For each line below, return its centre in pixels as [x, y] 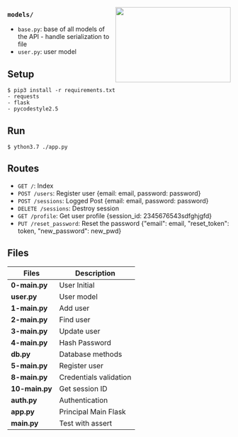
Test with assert [86, 423]
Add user [74, 308]
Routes [23, 169]
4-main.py [29, 342]
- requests [23, 97]
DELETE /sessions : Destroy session [68, 208]
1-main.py [29, 308]
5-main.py [29, 365]
